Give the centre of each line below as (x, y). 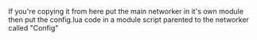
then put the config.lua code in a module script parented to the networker (128, 20)
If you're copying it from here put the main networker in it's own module (126, 11)
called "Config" (33, 28)
